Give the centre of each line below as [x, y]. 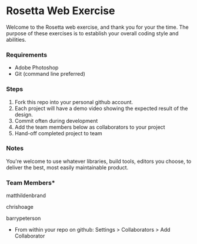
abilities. [16, 39]
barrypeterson [24, 218]
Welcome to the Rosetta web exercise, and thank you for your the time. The [98, 27]
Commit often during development [56, 121]
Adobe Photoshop [36, 68]
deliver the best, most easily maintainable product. [67, 167]
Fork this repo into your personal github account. [74, 102]
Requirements [27, 55]
